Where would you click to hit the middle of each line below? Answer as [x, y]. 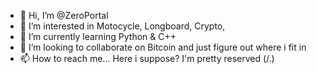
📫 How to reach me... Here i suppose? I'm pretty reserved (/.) [147, 58]
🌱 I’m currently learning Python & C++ [98, 36]
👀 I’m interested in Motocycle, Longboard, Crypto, [122, 26]
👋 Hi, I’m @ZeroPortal [64, 15]
